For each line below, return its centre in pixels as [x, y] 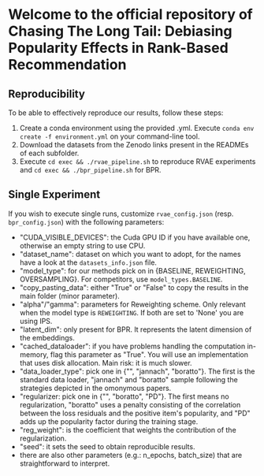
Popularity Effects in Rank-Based [118, 48]
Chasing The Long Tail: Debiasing [120, 31]
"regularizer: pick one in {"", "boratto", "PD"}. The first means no [125, 396]
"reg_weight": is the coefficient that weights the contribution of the [128, 430]
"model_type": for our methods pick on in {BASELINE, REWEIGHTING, [132, 270]
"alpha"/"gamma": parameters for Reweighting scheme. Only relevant [132, 304]
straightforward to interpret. [65, 463]
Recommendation [67, 65]
